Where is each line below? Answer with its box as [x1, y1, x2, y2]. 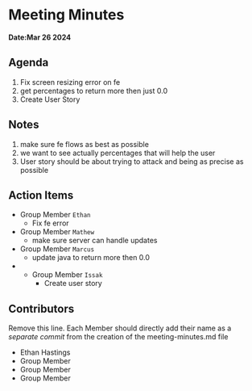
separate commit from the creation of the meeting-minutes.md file [8, 332, 229, 342]
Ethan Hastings [19, 347, 71, 357]
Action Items [8, 188, 74, 202]
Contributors [8, 301, 75, 316]
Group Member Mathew [19, 227, 95, 237]
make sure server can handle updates [31, 236, 158, 246]
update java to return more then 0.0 [31, 253, 151, 263]
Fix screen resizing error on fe [19, 77, 121, 86]
